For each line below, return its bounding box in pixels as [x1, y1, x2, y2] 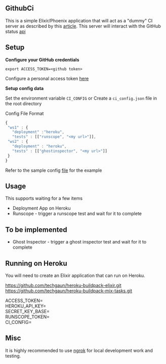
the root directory [5, 100, 42, 106]
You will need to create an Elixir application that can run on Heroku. [5, 272, 145, 279]
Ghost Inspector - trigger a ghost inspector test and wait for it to [12, 239, 147, 245]
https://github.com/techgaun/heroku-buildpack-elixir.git [5, 282, 121, 288]
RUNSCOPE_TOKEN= [5, 314, 50, 320]
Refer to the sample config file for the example [5, 167, 102, 173]
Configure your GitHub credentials [5, 56, 79, 63]
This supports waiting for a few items [5, 195, 82, 201]
